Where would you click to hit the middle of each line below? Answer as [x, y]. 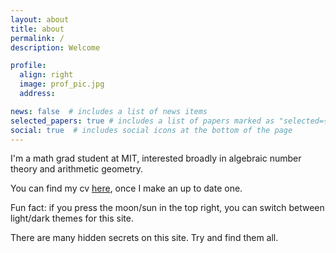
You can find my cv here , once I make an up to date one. [126, 188]
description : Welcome [55, 47]
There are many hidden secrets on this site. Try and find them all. [144, 238]
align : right [46, 75]
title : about [37, 29]
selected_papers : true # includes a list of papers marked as [142, 121]
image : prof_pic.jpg [62, 84]
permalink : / [37, 38]
